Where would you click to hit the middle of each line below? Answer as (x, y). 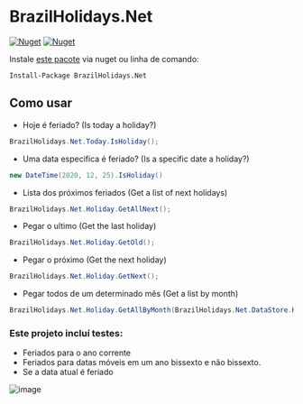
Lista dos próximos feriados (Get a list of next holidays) (125, 192)
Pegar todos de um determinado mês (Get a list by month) (130, 294)
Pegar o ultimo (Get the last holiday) (89, 226)
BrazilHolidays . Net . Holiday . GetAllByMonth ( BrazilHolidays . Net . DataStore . (151, 310)
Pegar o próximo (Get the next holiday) (94, 260)
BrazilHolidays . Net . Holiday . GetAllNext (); (90, 209)
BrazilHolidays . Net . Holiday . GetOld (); (82, 243)
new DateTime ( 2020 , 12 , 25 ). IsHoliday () (87, 175)
